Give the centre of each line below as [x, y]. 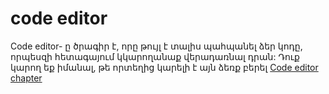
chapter [26, 78]
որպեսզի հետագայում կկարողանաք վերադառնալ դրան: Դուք [155, 56]
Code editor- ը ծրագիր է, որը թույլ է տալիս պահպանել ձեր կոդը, [156, 46]
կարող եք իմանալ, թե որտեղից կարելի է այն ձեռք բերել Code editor [164, 67]
